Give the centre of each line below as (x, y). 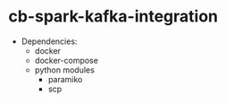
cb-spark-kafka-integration (113, 17)
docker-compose (67, 60)
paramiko (65, 79)
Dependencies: (49, 41)
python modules (64, 70)
